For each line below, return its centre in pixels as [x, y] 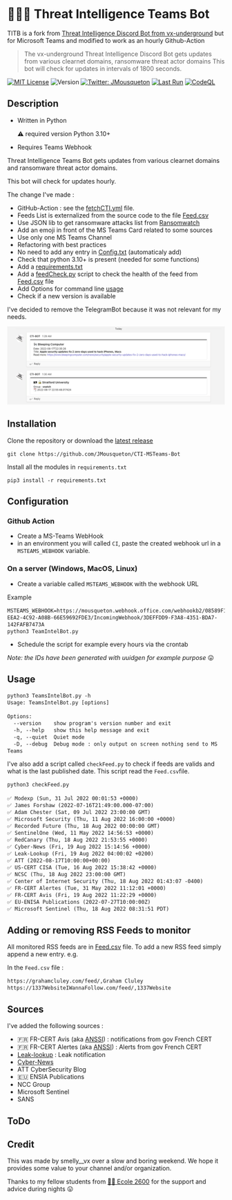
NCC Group [33, 1085]
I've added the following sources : [55, 1026]
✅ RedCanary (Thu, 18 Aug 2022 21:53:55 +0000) [78, 840]
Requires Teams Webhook [54, 147]
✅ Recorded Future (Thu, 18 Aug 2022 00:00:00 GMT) [84, 826]
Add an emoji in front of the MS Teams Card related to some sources [115, 230]
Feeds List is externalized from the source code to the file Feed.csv [113, 215]
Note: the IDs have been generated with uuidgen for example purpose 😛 [111, 657]
